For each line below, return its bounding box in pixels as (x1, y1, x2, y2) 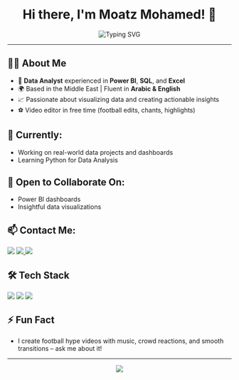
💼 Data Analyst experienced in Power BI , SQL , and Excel (17, 76, 186, 85)
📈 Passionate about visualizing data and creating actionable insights (17, 95, 219, 103)
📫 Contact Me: (7, 224, 76, 236)
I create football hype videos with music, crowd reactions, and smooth (17, 337, 224, 345)
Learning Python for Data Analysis (17, 155, 119, 164)
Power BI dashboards (17, 195, 81, 204)
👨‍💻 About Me (7, 57, 67, 70)
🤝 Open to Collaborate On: (7, 176, 125, 188)
